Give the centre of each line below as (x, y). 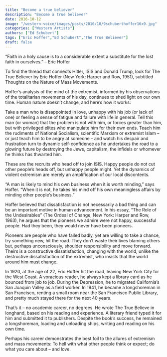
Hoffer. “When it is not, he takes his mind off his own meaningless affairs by (83, 189)
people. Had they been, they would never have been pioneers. (69, 225)
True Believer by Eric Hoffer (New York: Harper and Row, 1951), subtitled (79, 77)
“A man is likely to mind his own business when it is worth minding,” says (80, 184)
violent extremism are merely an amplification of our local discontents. (77, 175)
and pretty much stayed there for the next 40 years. (58, 298)
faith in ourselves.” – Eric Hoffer (38, 62)
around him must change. (31, 262)
